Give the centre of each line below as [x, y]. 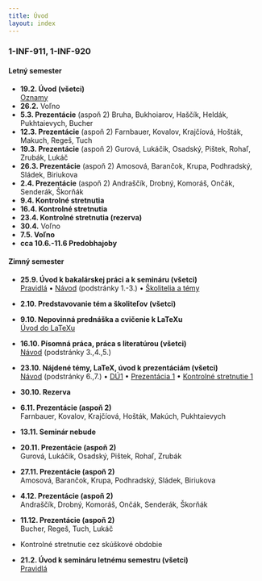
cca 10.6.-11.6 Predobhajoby [69, 243]
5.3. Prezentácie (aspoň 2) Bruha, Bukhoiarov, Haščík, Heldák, [124, 115]
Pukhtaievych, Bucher [56, 123]
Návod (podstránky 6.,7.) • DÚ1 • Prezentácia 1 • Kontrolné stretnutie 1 [137, 376]
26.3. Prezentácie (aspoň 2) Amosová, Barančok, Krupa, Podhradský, [136, 165]
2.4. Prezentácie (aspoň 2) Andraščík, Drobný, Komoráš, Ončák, [127, 183]
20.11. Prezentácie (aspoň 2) [68, 447]
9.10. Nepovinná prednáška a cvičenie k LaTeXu [101, 319]
